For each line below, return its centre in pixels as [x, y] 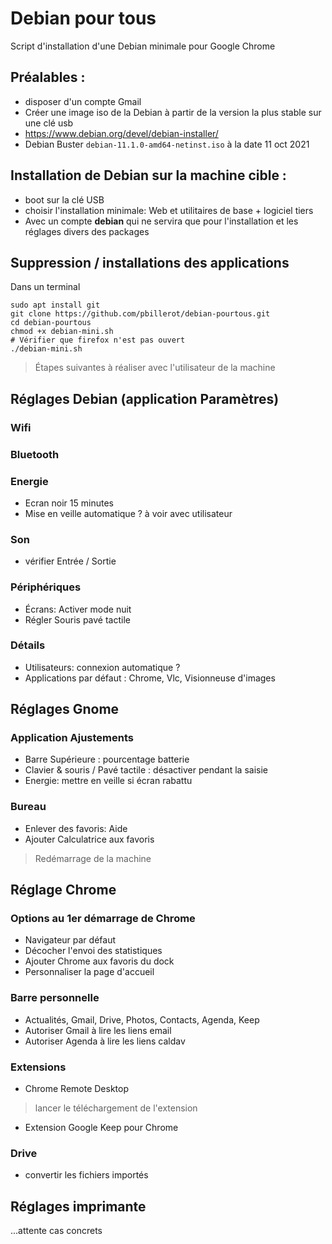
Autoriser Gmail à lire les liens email [98, 1030]
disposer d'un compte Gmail [83, 101]
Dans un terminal [45, 287]
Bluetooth [35, 454]
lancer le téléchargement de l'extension [116, 1108]
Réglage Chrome [63, 890]
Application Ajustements [72, 738]
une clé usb [49, 123]
